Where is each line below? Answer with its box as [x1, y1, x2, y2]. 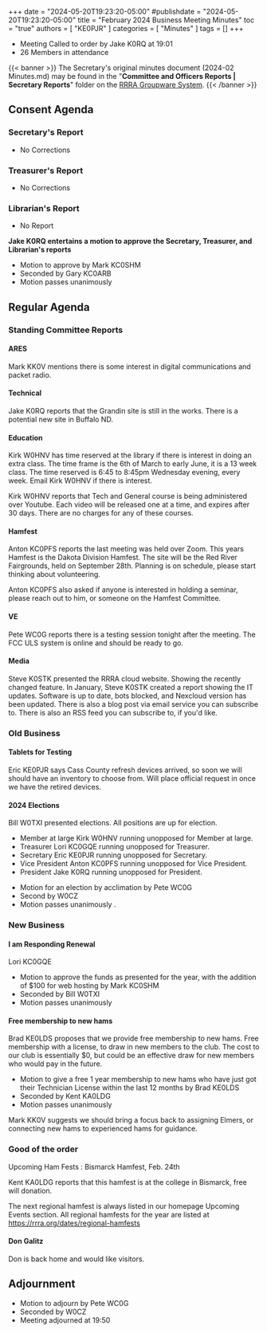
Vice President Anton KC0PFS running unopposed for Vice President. [19, 859, 248, 868]
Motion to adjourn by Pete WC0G [19, 1298, 129, 1308]
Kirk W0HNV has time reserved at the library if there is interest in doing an [8, 450, 253, 461]
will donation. [8, 1186, 53, 1195]
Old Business [8, 727, 61, 739]
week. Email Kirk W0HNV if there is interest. [8, 476, 153, 485]
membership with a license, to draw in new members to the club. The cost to [8, 1042, 261, 1052]
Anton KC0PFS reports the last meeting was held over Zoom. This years [8, 544, 245, 554]
